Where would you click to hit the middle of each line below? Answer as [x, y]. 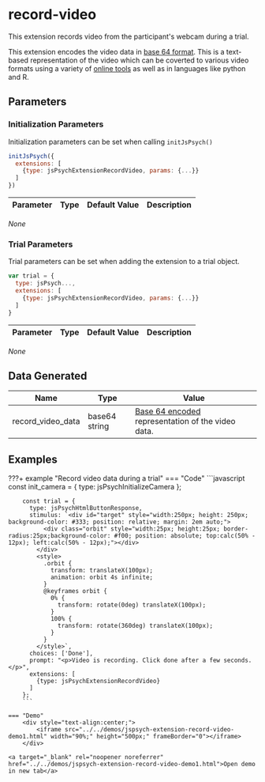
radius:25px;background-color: [60, 536]
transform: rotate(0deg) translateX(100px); [132, 605]
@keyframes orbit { [75, 591]
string [99, 426]
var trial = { [32, 276]
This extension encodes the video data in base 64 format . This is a [116, 51]
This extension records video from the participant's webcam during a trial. [129, 36]
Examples [33, 459]
